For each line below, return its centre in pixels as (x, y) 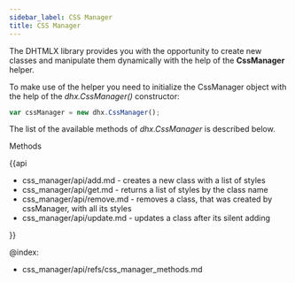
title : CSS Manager (45, 26)
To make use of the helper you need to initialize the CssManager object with (148, 87)
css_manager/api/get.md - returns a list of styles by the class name (145, 190)
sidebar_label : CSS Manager (61, 17)
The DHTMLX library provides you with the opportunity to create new (136, 50)
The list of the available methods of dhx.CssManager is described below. (143, 129)
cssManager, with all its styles (77, 209)
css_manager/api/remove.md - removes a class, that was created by (147, 199)
